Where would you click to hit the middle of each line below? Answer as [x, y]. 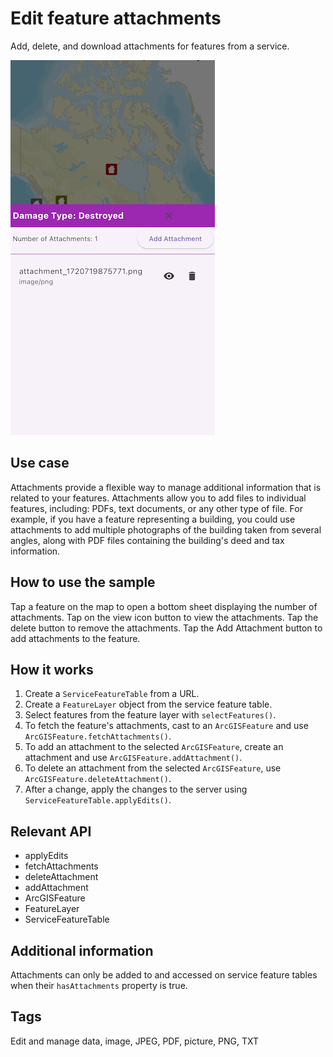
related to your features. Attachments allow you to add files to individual [158, 498]
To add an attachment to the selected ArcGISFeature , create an [154, 747]
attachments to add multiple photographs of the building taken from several [166, 529]
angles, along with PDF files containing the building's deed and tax [147, 540]
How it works [52, 669]
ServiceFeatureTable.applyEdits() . [98, 800]
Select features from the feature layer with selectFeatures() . [150, 715]
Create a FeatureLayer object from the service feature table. [148, 704]
